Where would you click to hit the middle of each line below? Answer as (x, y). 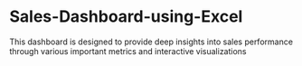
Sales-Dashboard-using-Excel (126, 17)
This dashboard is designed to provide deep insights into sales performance (151, 42)
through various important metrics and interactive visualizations (128, 51)
